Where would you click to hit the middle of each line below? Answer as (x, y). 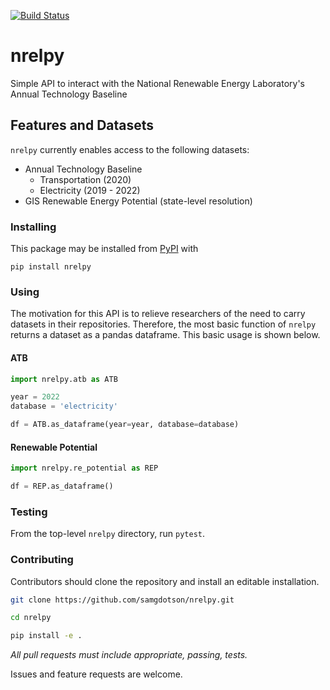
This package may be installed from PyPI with (104, 249)
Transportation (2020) (85, 179)
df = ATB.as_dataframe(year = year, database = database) (125, 425)
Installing (33, 227)
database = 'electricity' (64, 406)
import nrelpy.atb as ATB (64, 379)
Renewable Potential (54, 447)
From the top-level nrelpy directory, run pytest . (108, 534)
